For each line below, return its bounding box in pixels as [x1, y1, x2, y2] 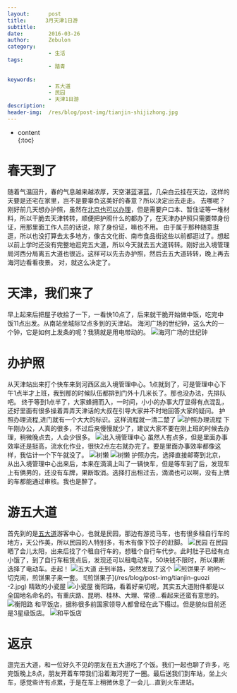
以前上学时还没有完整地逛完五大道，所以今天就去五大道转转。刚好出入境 [7, 240, 217, 249]
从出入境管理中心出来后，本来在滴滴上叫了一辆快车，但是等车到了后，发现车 [7, 459, 230, 468]
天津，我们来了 [7, 285, 95, 301]
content [17, 128, 40, 136]
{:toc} [17, 136, 35, 144]
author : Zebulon [7, 37, 71, 44]
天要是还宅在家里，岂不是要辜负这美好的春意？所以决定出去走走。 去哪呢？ [7, 196, 226, 205]
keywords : [7, 76, 37, 83]
